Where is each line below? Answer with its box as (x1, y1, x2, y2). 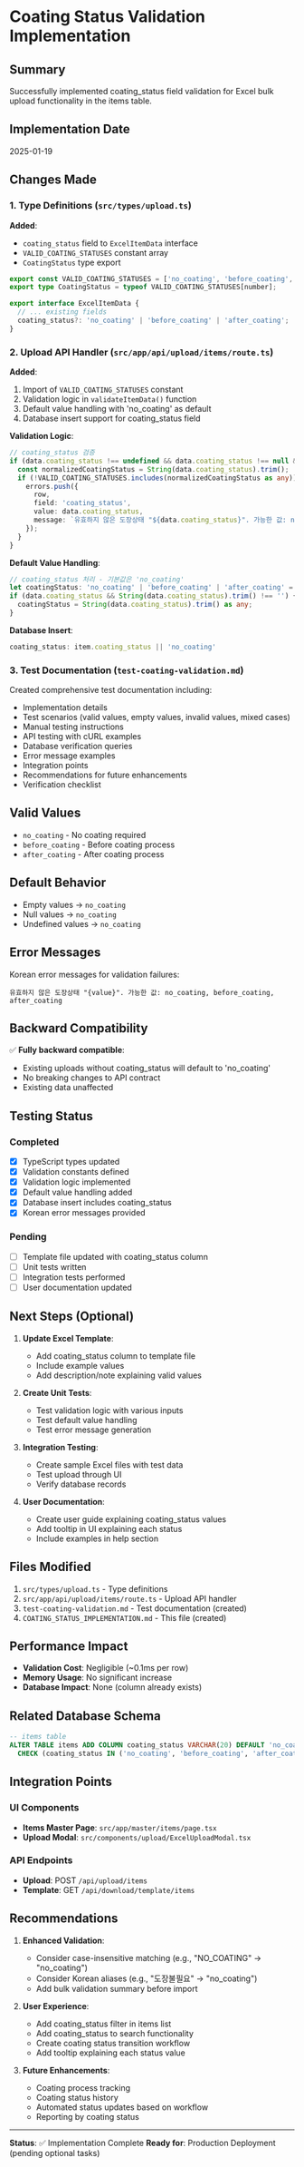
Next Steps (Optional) (9, 1309, 134, 1324)
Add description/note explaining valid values (35, 1370, 202, 1381)
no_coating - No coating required (22, 829, 147, 840)
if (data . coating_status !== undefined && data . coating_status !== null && (9, 456, 301, 465)
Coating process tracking (35, 2082, 131, 2093)
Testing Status (9, 1108, 93, 1124)
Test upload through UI (35, 1469, 122, 1479)
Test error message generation (35, 1424, 152, 1435)
